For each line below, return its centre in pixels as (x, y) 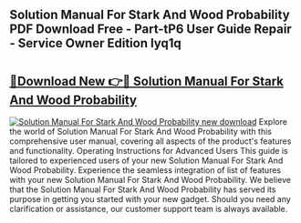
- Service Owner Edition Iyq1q (96, 43)
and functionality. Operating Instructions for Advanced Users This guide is (149, 151)
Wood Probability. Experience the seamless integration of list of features (145, 170)
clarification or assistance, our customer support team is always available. (149, 209)
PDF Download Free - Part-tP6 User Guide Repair (150, 30)
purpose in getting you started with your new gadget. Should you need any (150, 199)
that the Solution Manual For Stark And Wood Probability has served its (143, 189)
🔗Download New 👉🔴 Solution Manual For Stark (147, 81)
